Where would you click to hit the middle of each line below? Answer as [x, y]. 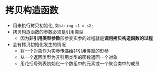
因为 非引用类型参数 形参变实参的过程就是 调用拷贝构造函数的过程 [86, 38]
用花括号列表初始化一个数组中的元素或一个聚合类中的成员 [80, 63]
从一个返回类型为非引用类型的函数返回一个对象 [69, 57]
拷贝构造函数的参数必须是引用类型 [48, 31]
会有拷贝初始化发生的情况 [39, 44]
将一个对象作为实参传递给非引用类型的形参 [64, 51]
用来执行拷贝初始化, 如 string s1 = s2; [53, 25]
